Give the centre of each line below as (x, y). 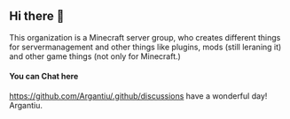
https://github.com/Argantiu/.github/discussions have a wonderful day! (138, 96)
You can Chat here (44, 77)
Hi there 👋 (37, 16)
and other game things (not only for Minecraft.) (95, 56)
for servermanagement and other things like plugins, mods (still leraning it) (145, 47)
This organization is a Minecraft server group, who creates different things (145, 37)
